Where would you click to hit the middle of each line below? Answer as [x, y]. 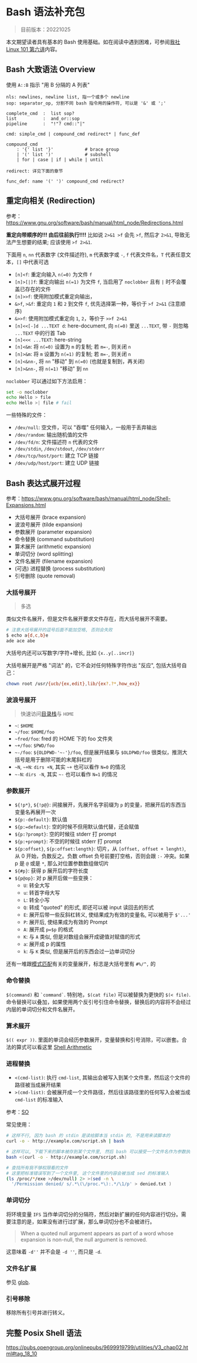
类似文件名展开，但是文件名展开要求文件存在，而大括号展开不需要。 [88, 619]
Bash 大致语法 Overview [51, 70]
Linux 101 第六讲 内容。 [33, 49]
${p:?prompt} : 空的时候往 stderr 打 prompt [65, 834]
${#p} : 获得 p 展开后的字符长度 [52, 871]
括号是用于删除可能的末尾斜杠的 [53, 760]
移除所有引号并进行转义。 [37, 1313]
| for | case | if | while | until [60, 160]
